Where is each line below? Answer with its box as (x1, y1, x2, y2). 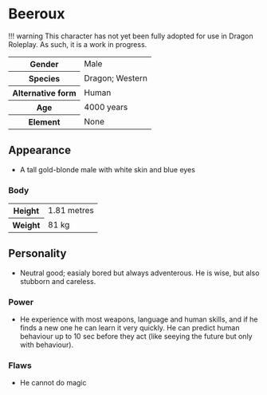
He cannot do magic (19, 378, 87, 388)
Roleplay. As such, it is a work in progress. (8, 39, 147, 49)
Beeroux (8, 5, 65, 23)
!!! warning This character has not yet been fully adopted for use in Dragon (8, 31, 253, 41)
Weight (12, 220, 41, 231)
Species (28, 73, 61, 84)
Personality (8, 247, 67, 260)
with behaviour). (19, 340, 74, 350)
